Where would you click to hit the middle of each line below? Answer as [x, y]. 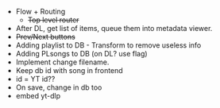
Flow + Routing [41, 12]
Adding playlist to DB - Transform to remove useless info [108, 45]
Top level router [53, 20]
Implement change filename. [62, 62]
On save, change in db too [59, 87]
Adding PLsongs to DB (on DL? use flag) [82, 54]
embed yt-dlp [38, 96]
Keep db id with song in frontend [69, 70]
